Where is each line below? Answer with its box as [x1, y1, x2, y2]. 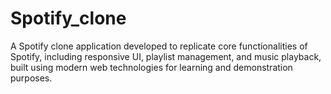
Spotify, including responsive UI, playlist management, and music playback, [10, 50, 322, 62]
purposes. [10, 72, 53, 84]
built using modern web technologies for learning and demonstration [10, 61, 293, 73]
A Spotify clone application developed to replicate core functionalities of [10, 40, 308, 52]
